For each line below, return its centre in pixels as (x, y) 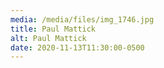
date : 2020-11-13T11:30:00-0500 (77, 47)
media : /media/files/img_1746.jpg (82, 19)
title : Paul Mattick (53, 29)
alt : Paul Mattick (48, 38)
